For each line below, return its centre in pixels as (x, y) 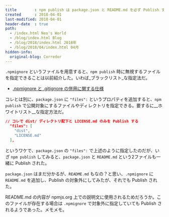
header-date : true (27, 24)
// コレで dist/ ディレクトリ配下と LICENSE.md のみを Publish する (72, 121)
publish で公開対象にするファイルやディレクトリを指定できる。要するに (80, 106)
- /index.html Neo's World (38, 33)
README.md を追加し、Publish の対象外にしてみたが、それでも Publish (76, 180)
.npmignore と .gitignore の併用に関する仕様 (58, 89)
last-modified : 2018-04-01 (33, 19)
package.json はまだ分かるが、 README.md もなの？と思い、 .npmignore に (79, 174)
